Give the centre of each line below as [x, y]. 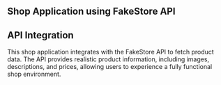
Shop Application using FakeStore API [91, 11]
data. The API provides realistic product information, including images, [108, 59]
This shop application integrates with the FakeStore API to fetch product [110, 52]
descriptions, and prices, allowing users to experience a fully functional [110, 67]
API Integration [41, 35]
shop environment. [34, 74]
